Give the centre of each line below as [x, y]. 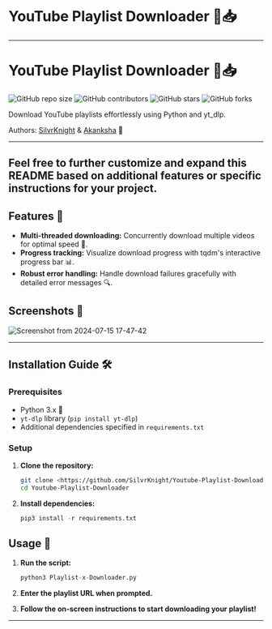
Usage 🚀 [30, 543]
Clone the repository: [57, 465]
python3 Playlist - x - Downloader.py [78, 578]
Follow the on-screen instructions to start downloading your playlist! [138, 609]
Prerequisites [35, 392]
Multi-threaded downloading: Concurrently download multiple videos [137, 236]
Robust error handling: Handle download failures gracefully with [128, 274]
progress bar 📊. [47, 262]
